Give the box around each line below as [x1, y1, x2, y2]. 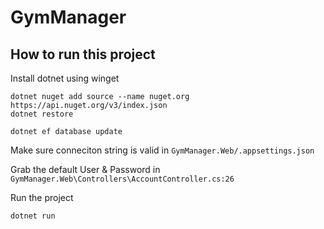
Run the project [10, 192, 74, 203]
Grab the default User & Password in [10, 164, 161, 175]
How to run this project [10, 46, 156, 63]
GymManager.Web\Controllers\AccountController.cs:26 [10, 174, 235, 184]
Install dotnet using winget [10, 72, 120, 84]
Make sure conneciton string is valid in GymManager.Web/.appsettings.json [10, 144, 315, 156]
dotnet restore [10, 109, 74, 119]
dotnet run [10, 211, 56, 221]
